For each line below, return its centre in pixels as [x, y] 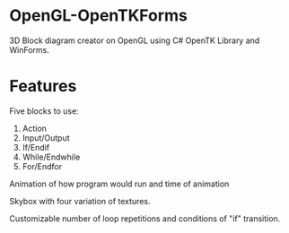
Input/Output [46, 138]
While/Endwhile [51, 157]
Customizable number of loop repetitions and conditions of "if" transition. [145, 218]
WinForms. [29, 49]
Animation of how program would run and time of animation [119, 184]
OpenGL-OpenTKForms [99, 16]
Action [35, 128]
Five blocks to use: [44, 111]
